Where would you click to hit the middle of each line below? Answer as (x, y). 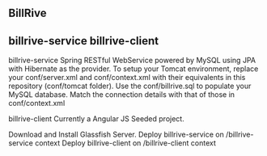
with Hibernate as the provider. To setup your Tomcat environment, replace (133, 69)
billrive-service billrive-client (84, 41)
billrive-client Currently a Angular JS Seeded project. (96, 119)
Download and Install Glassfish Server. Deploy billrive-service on (116, 135)
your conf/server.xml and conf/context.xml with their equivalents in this (127, 78)
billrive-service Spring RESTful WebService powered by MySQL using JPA (132, 61)
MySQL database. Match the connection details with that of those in (122, 95)
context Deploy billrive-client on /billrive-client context (125, 143)
